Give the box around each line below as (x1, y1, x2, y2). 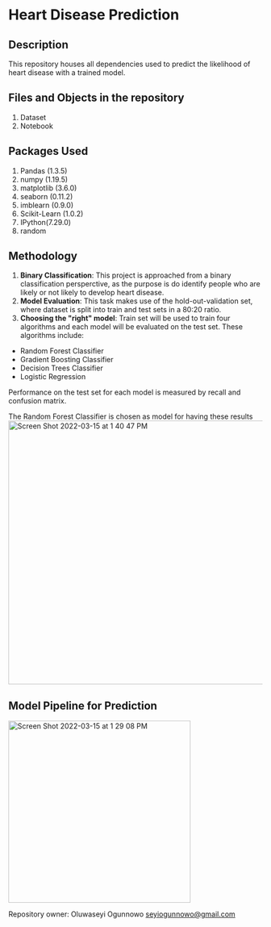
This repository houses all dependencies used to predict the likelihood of (8, 59, 251, 69)
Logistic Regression (19, 372, 86, 382)
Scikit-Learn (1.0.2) (19, 208, 84, 219)
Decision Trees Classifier (19, 363, 103, 373)
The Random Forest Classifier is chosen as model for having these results (8, 411, 253, 421)
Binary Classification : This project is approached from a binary (19, 270, 231, 280)
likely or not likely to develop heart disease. (19, 288, 165, 298)
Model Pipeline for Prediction (8, 699, 157, 712)
